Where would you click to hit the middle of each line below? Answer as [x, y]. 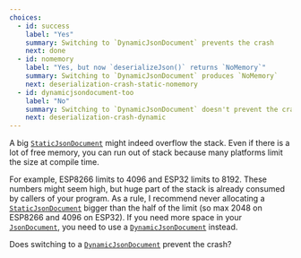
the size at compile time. [55, 162]
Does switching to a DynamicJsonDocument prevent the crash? [120, 245]
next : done [46, 51]
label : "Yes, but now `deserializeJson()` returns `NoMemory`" [146, 68]
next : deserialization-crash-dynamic [96, 117]
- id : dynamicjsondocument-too [76, 92]
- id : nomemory [46, 59]
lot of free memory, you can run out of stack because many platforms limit [146, 152]
